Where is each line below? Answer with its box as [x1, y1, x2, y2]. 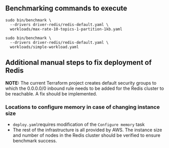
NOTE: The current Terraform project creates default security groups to [5, 80, 157, 86]
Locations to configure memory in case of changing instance [5, 103, 160, 110]
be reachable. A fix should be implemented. [5, 90, 97, 96]
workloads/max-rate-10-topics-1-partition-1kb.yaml [10, 27, 123, 32]
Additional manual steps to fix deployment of [5, 58, 152, 67]
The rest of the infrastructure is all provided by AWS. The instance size [12, 127, 162, 133]
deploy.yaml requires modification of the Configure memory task [12, 121, 145, 127]
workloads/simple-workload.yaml [10, 44, 79, 50]
